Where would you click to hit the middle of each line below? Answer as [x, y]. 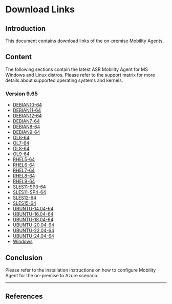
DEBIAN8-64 [26, 127]
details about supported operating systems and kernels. [64, 80]
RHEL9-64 [24, 182]
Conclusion [24, 257]
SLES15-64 [25, 203]
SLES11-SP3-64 [29, 187]
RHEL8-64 [24, 176]
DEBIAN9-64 [26, 132]
